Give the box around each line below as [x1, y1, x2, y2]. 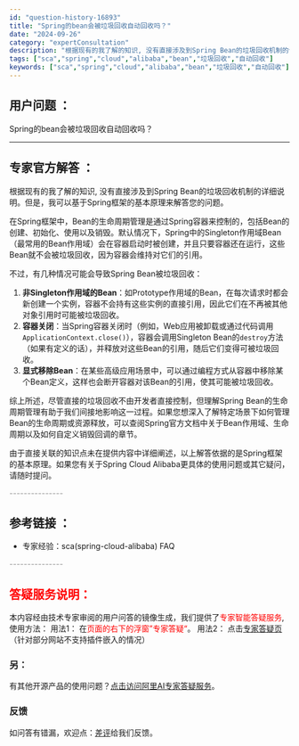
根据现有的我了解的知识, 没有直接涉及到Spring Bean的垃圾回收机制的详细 [9, 185, 278, 196]
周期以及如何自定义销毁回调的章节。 [9, 429, 142, 439]
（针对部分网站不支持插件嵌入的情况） [9, 635, 149, 645]
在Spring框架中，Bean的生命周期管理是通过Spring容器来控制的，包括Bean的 [9, 216, 290, 226]
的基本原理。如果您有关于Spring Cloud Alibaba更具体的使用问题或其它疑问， [9, 458, 290, 469]
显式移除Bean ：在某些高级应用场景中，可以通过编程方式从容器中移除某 [21, 365, 284, 375]
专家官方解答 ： [9, 160, 94, 176]
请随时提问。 [9, 470, 56, 480]
